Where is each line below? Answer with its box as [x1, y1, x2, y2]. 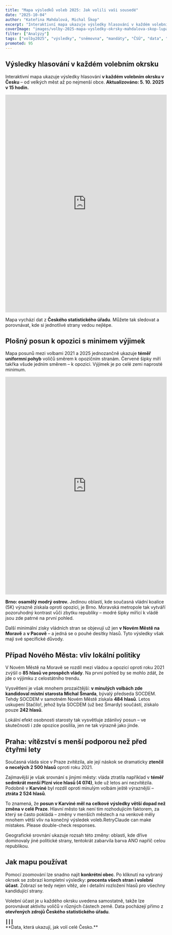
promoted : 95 [5, 41, 33, 46]
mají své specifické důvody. [5, 636, 64, 642]
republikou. [5, 843, 29, 849]
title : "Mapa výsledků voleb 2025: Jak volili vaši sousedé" [5, 7, 139, 13]
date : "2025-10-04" [5, 12, 47, 17]
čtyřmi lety [5, 745, 41, 754]
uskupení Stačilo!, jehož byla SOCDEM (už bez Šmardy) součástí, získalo [5, 701, 159, 708]
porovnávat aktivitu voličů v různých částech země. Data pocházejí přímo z [5, 903, 164, 909]
